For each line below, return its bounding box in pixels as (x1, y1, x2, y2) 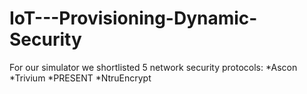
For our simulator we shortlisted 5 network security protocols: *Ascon (9, 61, 298, 73)
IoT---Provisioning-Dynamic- (9, 7, 258, 30)
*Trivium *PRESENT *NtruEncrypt (9, 72, 152, 84)
